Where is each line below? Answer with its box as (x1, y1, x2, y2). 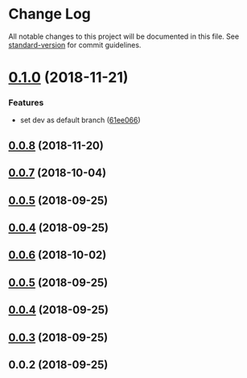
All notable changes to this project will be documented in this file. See (8, 31, 240, 41)
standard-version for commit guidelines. (8, 39, 142, 49)
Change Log (8, 5, 91, 23)
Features (8, 98, 44, 109)
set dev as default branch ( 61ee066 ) (19, 115, 141, 125)
